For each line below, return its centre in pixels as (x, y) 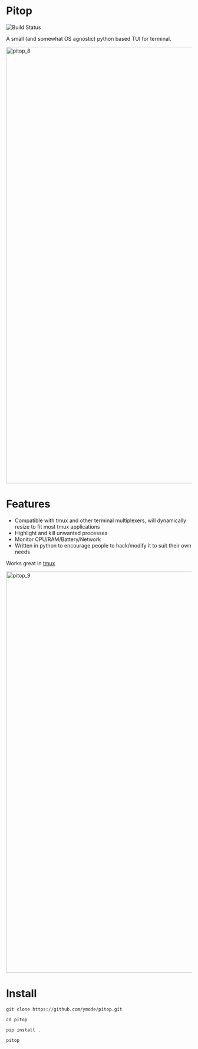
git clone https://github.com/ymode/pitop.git (64, 1009)
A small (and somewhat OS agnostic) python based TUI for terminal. (89, 38)
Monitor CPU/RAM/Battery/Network (58, 539)
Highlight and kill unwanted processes (61, 533)
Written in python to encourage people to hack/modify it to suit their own (103, 545)
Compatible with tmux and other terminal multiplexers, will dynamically (100, 520)
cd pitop (17, 1019)
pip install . (24, 1030)
